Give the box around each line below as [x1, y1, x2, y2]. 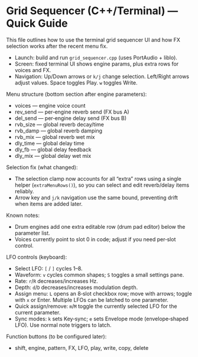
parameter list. [14, 229, 50, 236]
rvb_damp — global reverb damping [14, 127, 102, 134]
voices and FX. [14, 66, 51, 73]
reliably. [14, 187, 34, 194]
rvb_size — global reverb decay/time [14, 121, 105, 128]
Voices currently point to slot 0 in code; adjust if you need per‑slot [14, 235, 176, 243]
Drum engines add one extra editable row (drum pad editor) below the [14, 223, 186, 230]
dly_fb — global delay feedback [14, 146, 92, 153]
